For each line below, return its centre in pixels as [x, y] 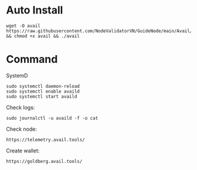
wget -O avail [23, 26]
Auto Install [35, 10]
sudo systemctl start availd [42, 96]
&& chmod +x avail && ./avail [43, 36]
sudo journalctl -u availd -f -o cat [52, 118]
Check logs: [21, 107]
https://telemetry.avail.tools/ [45, 140]
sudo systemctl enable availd [43, 91]
